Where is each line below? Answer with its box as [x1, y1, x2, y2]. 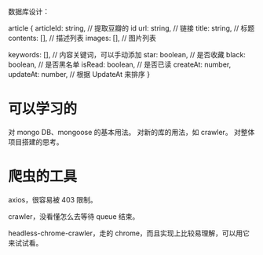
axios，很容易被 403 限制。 [8, 195, 98, 204]
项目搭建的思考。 [8, 137, 64, 147]
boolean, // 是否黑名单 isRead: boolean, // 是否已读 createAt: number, [8, 60, 232, 69]
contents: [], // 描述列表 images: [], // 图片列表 [8, 34, 157, 42]
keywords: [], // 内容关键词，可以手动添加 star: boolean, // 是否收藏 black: [8, 50, 246, 59]
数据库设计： [8, 7, 49, 16]
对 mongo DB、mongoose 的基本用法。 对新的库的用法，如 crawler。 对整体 [8, 127, 255, 137]
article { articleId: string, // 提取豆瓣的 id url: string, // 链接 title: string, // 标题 [8, 24, 255, 33]
